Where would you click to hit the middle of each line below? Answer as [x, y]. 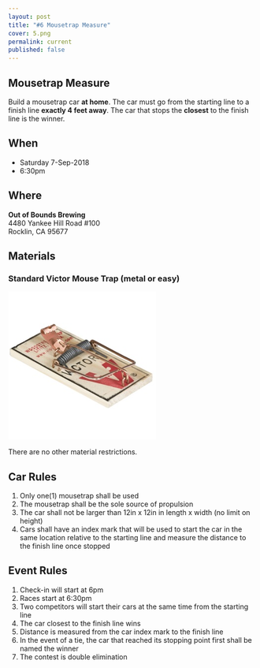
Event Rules [38, 571]
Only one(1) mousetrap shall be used [79, 496]
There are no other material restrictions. [73, 452]
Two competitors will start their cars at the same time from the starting [134, 606]
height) [31, 521]
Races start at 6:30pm [56, 598]
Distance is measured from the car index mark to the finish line [121, 632]
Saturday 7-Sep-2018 [54, 162]
